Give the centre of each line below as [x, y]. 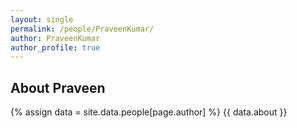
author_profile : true [55, 47]
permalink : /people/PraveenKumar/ [82, 29]
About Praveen [58, 87]
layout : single [42, 19]
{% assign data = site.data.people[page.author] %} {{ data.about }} [149, 112]
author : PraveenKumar [55, 38]
